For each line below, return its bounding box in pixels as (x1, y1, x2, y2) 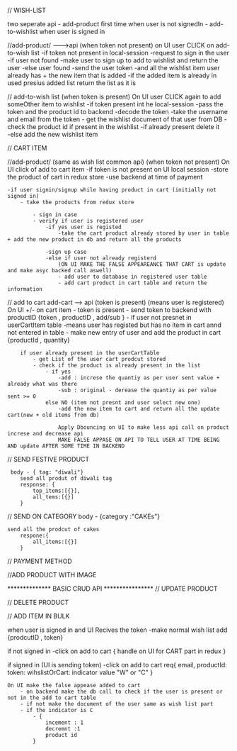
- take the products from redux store (20, 199, 134, 206)
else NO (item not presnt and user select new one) (45, 399, 201, 406)
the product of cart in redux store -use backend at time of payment (7, 173, 203, 181)
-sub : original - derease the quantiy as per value (57, 386, 217, 394)
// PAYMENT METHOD (7, 557, 72, 565)
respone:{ (20, 532, 50, 539)
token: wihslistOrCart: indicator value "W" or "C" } (7, 668, 154, 677)
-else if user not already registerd (45, 255, 157, 262)
